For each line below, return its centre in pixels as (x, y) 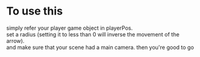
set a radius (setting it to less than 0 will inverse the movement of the (93, 34)
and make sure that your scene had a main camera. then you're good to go (100, 47)
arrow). (16, 41)
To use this (34, 11)
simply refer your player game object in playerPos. (70, 28)
